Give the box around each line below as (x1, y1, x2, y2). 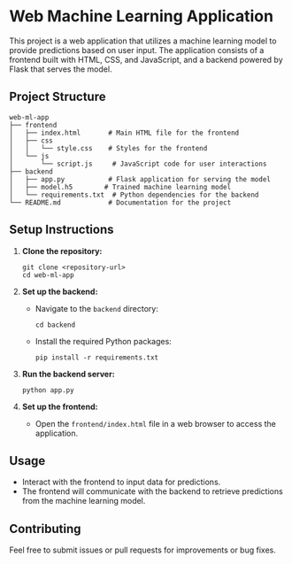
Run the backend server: (21, 368, 115, 379)
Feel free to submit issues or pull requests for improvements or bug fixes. (9, 545, 276, 555)
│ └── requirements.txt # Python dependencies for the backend (9, 190, 259, 199)
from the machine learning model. (21, 496, 146, 506)
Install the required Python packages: (35, 336, 173, 346)
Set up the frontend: (21, 401, 98, 412)
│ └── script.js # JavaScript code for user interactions (9, 159, 267, 168)
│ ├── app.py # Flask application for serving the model (9, 174, 272, 183)
